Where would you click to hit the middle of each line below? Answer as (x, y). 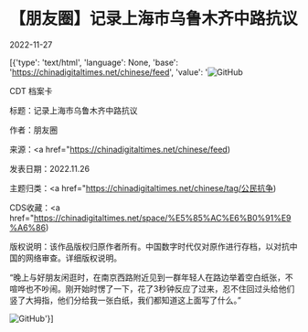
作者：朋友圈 (33, 130)
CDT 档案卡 (31, 91)
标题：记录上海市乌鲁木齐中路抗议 (74, 110)
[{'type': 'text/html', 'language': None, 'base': (94, 62)
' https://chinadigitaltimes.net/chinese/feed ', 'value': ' (109, 72)
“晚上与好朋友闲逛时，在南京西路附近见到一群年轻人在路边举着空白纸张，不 (152, 277)
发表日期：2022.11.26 (49, 168)
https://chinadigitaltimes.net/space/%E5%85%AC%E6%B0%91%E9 (162, 218)
